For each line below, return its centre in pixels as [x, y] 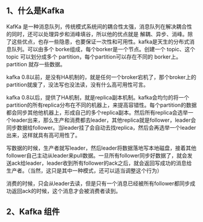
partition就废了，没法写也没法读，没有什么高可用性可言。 [78, 84]
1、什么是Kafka [35, 11]
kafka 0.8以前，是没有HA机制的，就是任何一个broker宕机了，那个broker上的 [101, 77]
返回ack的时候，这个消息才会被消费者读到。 [66, 191]
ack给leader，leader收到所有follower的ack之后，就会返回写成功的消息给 [101, 163]
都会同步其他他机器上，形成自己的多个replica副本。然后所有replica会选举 [97, 112]
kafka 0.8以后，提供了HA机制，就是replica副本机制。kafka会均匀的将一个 [98, 97]
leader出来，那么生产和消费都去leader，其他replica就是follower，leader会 [104, 120]
